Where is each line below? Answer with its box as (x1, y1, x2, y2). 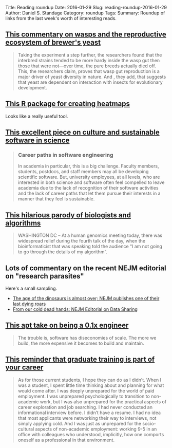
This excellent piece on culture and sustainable (5, 128, 160, 137)
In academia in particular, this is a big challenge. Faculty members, (17, 163, 159, 169)
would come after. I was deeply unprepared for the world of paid (17, 387, 155, 394)
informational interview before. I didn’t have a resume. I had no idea (17, 409, 161, 416)
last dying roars (12, 301, 46, 307)
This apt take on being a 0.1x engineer (5, 321, 129, 330)
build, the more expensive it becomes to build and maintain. (17, 340, 145, 346)
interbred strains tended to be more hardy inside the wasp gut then (17, 57, 160, 63)
